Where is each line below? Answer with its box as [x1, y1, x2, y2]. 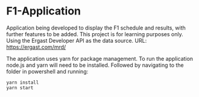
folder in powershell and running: [6, 67, 89, 75]
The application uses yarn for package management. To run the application [6, 55, 194, 62]
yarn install [6, 80, 39, 86]
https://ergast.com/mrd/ [6, 43, 66, 51]
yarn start [6, 84, 34, 91]
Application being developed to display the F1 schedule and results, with [6, 24, 186, 31]
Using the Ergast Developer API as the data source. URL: [6, 37, 147, 44]
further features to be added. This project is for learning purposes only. [6, 30, 183, 37]
